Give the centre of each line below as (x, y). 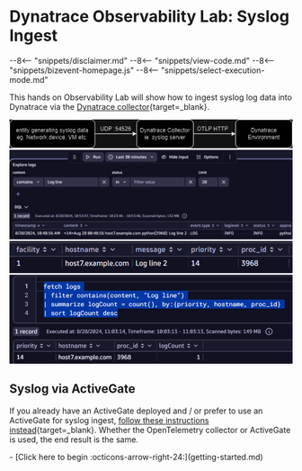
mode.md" (29, 79)
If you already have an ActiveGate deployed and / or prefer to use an (136, 411)
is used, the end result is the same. (74, 439)
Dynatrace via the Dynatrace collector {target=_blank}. (110, 106)
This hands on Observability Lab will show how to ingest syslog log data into (151, 97)
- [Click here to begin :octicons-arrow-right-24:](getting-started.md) (136, 457)
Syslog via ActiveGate (73, 389)
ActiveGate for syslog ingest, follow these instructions (109, 420)
